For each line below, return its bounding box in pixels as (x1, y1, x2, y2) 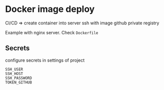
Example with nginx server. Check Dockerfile (5, 29, 98, 35)
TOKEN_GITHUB (5, 80, 32, 85)
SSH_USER (5, 67, 23, 72)
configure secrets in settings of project (5, 57, 85, 63)
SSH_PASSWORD (5, 76, 32, 81)
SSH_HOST (5, 71, 23, 76)
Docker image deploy (5, 3, 95, 15)
